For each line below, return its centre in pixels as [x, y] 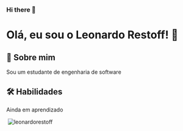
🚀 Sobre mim [31, 57]
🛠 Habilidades [34, 92]
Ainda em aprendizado [35, 110]
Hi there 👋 [21, 10]
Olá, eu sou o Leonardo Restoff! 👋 [92, 35]
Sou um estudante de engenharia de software [64, 72]
